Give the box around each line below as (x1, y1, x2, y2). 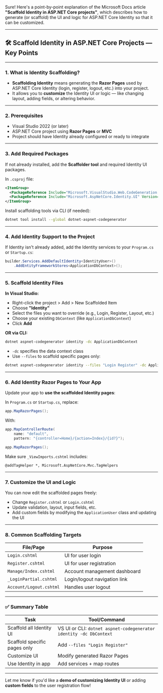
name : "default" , (14, 431, 49, 437)
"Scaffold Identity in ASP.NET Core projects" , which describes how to (5, 9, 147, 15)
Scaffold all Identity (7, 624, 52, 631)
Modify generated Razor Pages (57, 652, 129, 659)
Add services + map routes (57, 660, 120, 667)
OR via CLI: (5, 330, 28, 336)
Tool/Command (88, 616, 125, 623)
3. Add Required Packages (5, 150, 69, 157)
